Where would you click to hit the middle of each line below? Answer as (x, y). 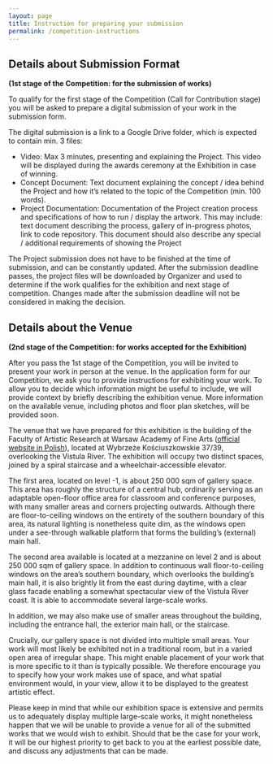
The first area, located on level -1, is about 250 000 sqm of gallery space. (131, 481)
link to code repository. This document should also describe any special (141, 234)
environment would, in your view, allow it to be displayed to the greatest (128, 683)
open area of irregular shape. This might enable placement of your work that (136, 658)
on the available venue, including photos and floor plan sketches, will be (129, 406)
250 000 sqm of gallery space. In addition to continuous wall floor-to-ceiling (136, 565)
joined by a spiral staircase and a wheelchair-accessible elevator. (117, 465)
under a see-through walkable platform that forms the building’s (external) (132, 532)
